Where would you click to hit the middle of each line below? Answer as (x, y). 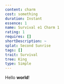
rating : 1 (15, 32)
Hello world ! (17, 78)
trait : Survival (21, 55)
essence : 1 (16, 23)
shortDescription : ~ (26, 41)
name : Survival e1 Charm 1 (32, 28)
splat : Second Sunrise (28, 46)
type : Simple (18, 64)
